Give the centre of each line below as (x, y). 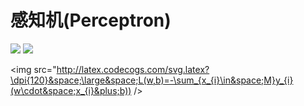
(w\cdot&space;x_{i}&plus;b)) (71, 90)
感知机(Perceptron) (91, 20)
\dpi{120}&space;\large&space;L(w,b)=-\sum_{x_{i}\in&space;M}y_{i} (152, 80)
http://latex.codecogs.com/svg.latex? (133, 69)
